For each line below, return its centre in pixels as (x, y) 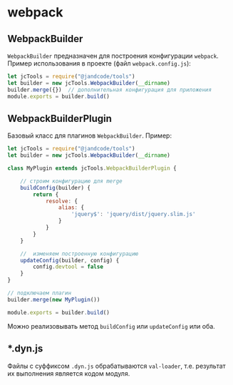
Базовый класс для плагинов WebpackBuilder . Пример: (90, 135)
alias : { (71, 207)
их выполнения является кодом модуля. (69, 373)
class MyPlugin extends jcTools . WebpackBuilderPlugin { (92, 168)
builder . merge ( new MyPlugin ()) (54, 299)
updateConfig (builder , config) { (70, 260)
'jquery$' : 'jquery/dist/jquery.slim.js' (133, 215)
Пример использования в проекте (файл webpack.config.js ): (99, 63)
